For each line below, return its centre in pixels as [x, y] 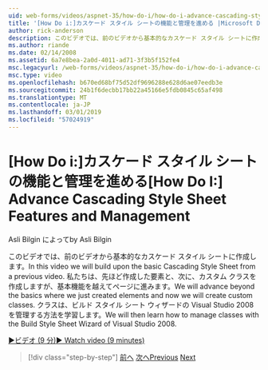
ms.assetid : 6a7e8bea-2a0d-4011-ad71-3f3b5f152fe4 [94, 61]
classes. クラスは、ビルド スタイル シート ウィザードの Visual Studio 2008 [131, 304]
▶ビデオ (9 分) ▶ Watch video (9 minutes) [77, 340]
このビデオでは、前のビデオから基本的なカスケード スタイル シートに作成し [132, 256]
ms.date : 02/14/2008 [43, 53]
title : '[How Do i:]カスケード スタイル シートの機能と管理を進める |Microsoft [131, 23]
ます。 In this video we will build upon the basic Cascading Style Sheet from [132, 266]
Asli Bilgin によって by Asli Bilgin [60, 239]
